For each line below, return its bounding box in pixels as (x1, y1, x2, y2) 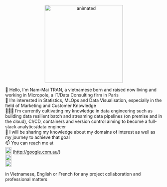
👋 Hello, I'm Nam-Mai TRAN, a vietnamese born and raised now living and (5, 87, 157, 93)
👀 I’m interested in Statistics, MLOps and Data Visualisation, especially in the (5, 97, 162, 103)
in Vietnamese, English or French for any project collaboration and (5, 171, 141, 177)
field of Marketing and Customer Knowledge (5, 102, 96, 108)
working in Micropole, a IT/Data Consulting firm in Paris (5, 92, 119, 98)
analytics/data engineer (17, 124, 66, 129)
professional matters (5, 177, 47, 182)
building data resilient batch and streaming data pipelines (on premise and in (5, 113, 163, 119)
